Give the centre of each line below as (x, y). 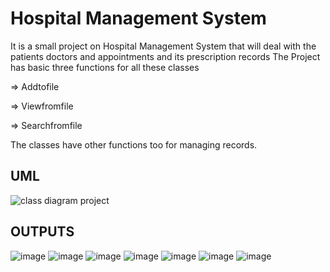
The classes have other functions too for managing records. (134, 144)
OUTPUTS (42, 232)
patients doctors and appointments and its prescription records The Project (165, 56)
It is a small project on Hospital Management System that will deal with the (163, 46)
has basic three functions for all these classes (105, 67)
